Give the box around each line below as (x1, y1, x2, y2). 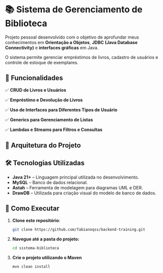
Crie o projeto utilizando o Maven (12, 254, 82, 260)
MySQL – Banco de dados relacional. (12, 179, 88, 185)
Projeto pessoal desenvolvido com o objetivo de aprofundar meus (5, 34, 139, 40)
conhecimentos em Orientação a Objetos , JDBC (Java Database (5, 39, 138, 45)
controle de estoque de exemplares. (5, 59, 79, 65)
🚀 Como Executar (5, 204, 60, 213)
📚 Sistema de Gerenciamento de (5, 4, 143, 15)
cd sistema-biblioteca (12, 245, 59, 250)
